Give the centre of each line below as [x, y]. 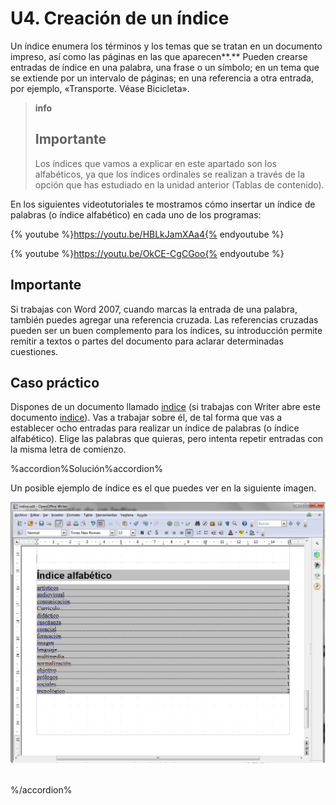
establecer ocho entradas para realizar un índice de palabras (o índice [155, 428]
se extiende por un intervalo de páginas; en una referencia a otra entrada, [162, 78]
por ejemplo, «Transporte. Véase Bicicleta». [100, 88]
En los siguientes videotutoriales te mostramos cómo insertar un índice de [163, 204]
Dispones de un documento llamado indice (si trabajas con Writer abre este [165, 407]
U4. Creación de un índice [120, 18]
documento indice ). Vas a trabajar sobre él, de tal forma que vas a [146, 418]
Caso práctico [55, 382]
